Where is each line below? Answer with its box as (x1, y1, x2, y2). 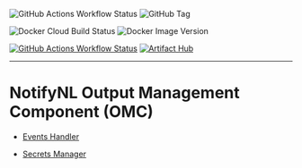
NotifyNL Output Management (9, 83, 240, 103)
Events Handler (22, 130, 79, 142)
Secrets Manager (22, 148, 87, 159)
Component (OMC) (9, 102, 155, 122)
